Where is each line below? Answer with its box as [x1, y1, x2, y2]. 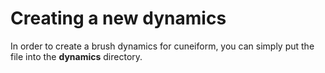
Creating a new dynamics [10, 7, 227, 30]
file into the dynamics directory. [10, 50, 143, 62]
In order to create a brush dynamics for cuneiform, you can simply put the [10, 40, 315, 52]
